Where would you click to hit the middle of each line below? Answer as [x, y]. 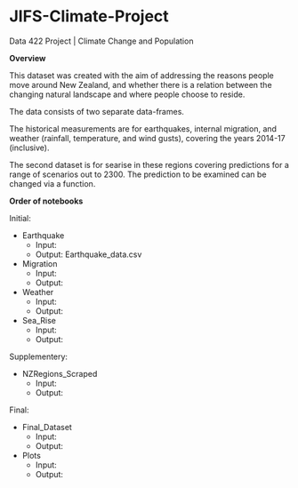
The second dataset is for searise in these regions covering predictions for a [149, 164]
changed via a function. [52, 183]
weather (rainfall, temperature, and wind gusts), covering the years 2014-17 [148, 138]
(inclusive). [29, 148]
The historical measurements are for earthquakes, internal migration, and [143, 128]
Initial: [20, 218]
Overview [28, 58]
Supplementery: [39, 356]
